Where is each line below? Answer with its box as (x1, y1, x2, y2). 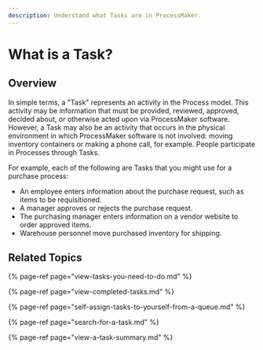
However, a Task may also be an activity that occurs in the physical (8, 123, 225, 132)
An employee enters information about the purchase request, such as (19, 186, 245, 196)
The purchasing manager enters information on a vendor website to (19, 212, 239, 221)
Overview (8, 76, 57, 90)
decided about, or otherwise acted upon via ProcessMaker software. (8, 114, 230, 123)
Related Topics (8, 251, 82, 264)
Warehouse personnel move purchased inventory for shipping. (19, 228, 222, 238)
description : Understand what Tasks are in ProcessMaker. (8, 11, 202, 20)
